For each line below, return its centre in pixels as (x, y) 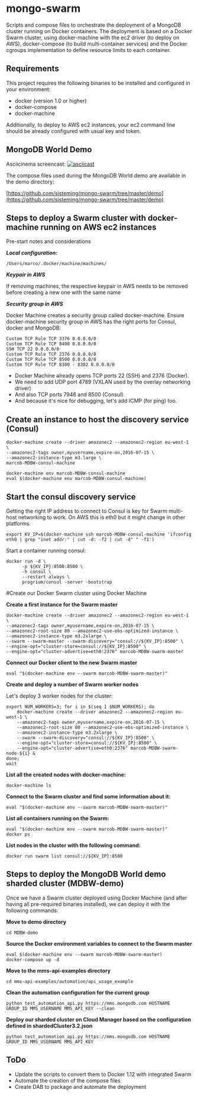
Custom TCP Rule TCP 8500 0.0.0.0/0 (51, 360)
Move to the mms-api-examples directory (59, 971)
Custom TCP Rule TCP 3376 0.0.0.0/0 (51, 339)
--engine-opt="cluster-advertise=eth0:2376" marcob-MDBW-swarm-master (95, 652)
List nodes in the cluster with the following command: (73, 845)
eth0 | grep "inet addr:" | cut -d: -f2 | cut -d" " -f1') (80, 540)
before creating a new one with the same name (64, 292)
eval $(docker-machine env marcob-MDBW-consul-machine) (76, 479)
